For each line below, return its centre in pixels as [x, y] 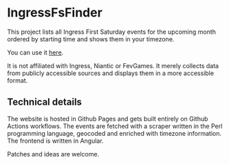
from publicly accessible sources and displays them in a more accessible [111, 73]
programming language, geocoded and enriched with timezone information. [115, 133]
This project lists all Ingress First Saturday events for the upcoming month [112, 32]
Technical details [45, 102]
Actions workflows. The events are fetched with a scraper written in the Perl [115, 126]
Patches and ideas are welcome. [53, 154]
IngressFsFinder [55, 13]
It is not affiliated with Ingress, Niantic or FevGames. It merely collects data [113, 65]
